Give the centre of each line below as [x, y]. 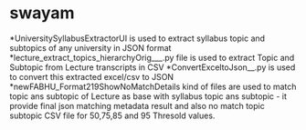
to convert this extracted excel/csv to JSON [92, 76]
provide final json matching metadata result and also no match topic [137, 105]
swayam [42, 13]
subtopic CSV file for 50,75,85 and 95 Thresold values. [112, 115]
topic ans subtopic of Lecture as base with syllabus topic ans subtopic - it [148, 96]
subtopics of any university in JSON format [90, 47]
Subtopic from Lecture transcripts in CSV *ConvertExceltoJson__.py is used [153, 67]
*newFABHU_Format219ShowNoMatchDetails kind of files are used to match [153, 86]
